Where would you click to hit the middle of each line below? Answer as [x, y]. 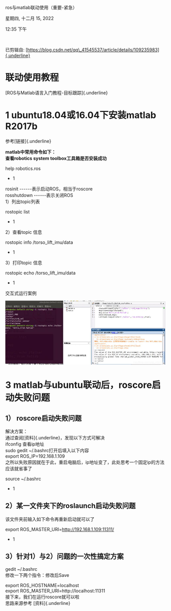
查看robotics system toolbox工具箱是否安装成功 [56, 158]
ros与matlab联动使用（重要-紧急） [41, 7]
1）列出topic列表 [23, 201]
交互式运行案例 [21, 293]
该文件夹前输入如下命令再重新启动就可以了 [50, 519]
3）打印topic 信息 [24, 262]
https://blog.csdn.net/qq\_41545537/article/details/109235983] [93, 50]
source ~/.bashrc [23, 479]
